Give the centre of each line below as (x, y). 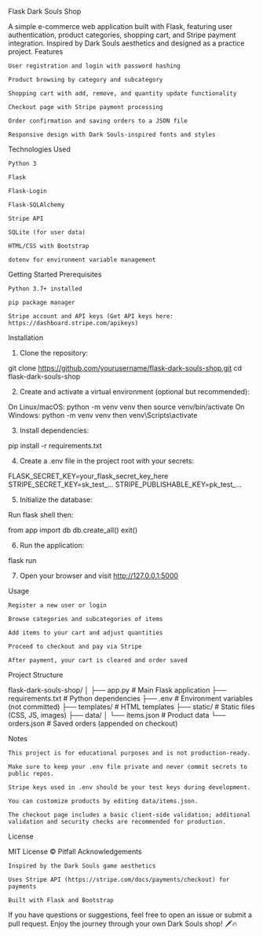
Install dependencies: (54, 430)
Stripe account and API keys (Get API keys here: (91, 316)
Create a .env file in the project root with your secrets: (107, 461)
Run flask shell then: (41, 515)
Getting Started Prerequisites (55, 274)
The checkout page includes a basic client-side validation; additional (130, 815)
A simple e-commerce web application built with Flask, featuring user (121, 26)
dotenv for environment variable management (82, 260)
